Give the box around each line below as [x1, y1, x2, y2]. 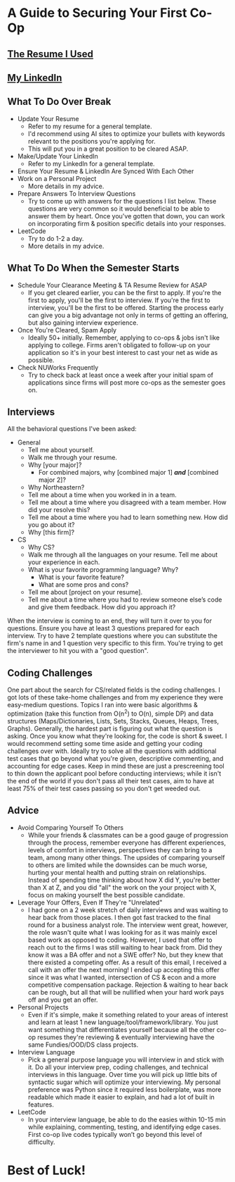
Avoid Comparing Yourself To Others [17, 823, 124, 832]
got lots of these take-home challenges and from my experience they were [7, 693, 224, 702]
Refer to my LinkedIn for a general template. [27, 159, 156, 168]
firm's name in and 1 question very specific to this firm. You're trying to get [7, 639, 223, 647]
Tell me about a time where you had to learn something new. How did [27, 513, 228, 522]
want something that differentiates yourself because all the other [27, 1025, 215, 1033]
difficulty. [27, 1138, 55, 1146]
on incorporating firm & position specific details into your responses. [27, 219, 227, 228]
